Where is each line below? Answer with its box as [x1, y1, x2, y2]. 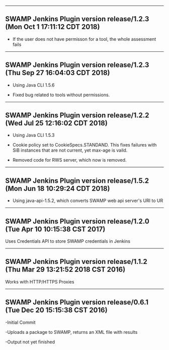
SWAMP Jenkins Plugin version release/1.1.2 [5, 257, 147, 266]
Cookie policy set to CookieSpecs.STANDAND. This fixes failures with [12, 142, 157, 148]
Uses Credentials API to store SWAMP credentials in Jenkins [5, 238, 131, 244]
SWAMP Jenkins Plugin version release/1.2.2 [5, 111, 149, 120]
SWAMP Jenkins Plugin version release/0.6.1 [5, 298, 149, 307]
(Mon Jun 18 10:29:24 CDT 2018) [5, 184, 110, 193]
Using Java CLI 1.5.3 [12, 132, 55, 138]
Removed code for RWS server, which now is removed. [12, 157, 127, 163]
